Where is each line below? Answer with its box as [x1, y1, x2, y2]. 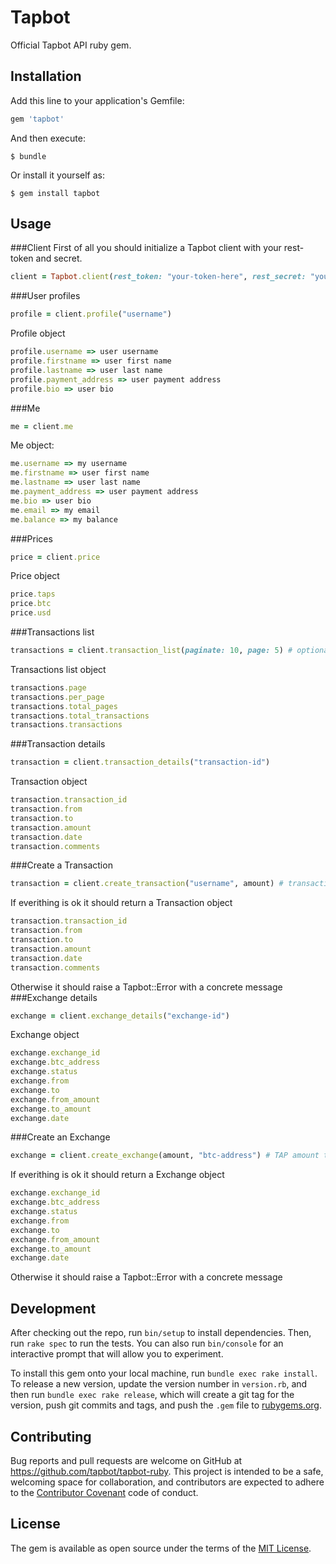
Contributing [10, 1428, 92, 1445]
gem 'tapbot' [10, 114, 65, 124]
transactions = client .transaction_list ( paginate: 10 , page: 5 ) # [10, 646, 293, 656]
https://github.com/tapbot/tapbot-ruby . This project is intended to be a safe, [10, 1465, 324, 1477]
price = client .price [10, 552, 101, 562]
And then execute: [10, 132, 86, 144]
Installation [10, 68, 82, 85]
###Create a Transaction [10, 859, 113, 871]
